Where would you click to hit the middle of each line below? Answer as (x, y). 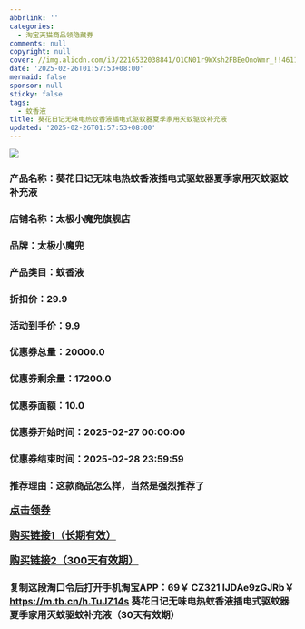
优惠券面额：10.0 (47, 406)
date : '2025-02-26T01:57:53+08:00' (77, 69)
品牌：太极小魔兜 (47, 245)
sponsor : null (36, 86)
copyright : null (40, 52)
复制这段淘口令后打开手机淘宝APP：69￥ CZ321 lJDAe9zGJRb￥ (152, 587)
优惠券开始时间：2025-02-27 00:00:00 (98, 432)
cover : (22, 60)
